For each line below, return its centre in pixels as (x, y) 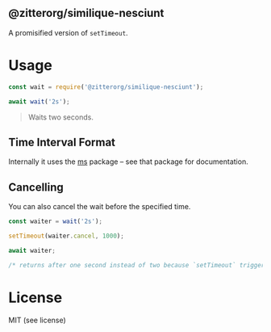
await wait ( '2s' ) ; (39, 101)
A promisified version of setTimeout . (68, 32)
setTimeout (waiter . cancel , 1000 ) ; (67, 236)
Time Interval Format (62, 142)
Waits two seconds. (61, 117)
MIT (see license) (37, 320)
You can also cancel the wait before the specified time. (100, 207)
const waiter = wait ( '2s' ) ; (56, 221)
